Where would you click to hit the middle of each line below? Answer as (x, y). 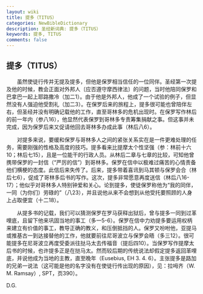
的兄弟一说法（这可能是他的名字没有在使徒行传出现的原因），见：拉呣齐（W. (101, 266)
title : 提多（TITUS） (32, 18)
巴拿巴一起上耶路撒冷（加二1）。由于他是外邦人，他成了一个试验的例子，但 (99, 97)
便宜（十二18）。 (42, 200)
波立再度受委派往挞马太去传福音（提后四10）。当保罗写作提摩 (113, 243)
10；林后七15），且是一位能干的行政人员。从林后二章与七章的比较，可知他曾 (100, 155)
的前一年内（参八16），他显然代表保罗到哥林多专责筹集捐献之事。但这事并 (98, 119)
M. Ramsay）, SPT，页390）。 (43, 273)
